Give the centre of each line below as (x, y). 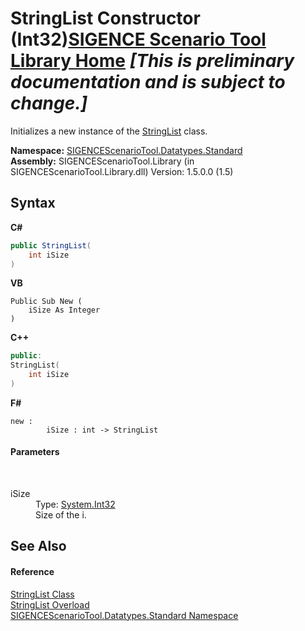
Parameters (35, 452)
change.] (49, 103)
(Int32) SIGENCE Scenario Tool (138, 39)
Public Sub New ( (46, 302)
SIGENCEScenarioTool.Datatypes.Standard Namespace (124, 615)
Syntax (33, 203)
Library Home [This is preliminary (152, 61)
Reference (32, 572)
